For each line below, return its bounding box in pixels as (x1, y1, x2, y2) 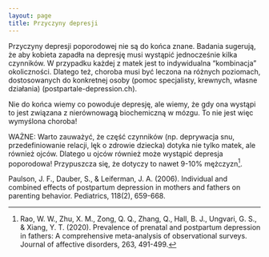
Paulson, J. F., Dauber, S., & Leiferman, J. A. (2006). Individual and (8, 174, 228, 184)
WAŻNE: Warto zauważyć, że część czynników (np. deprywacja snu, (8, 131, 235, 141)
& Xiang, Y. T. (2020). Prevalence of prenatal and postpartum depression (19, 223, 261, 232)
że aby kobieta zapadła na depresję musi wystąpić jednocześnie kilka (8, 50, 238, 59)
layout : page (8, 11, 52, 20)
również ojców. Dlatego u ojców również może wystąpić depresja (8, 149, 223, 159)
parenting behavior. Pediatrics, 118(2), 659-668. (8, 191, 166, 201)
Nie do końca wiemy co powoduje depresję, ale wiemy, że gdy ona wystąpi (8, 99, 256, 109)
